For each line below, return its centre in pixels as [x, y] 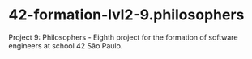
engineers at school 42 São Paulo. [66, 45]
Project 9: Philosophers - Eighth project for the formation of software [123, 37]
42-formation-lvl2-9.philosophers [126, 15]
